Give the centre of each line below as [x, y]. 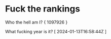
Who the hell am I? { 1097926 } [36, 22]
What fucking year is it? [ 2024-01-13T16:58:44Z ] [56, 31]
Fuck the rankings [43, 9]
